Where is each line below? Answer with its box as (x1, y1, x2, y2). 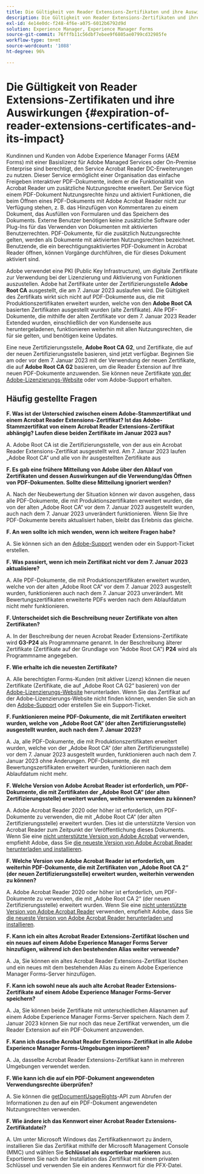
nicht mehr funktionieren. (6, 602, 70, 609)
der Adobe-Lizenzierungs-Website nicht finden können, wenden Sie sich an (6, 694, 196, 702)
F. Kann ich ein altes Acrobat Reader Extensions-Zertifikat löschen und (6, 932, 189, 940)
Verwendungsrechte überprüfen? (6, 1081, 93, 1088)
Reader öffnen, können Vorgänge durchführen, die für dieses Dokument (6, 249, 186, 256)
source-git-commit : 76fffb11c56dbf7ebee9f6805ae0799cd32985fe (6, 32, 167, 38)
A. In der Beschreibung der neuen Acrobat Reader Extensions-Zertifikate (6, 632, 188, 640)
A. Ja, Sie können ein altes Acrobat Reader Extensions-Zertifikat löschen (6, 957, 188, 965)
